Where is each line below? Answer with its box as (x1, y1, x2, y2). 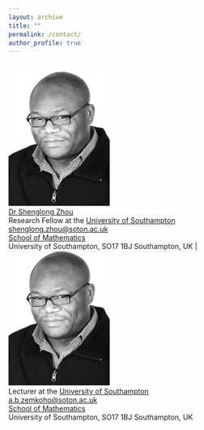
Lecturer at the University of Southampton (8, 386, 150, 397)
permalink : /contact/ (8, 30, 82, 38)
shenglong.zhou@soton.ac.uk (8, 224, 108, 234)
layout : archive (8, 13, 63, 21)
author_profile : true (8, 39, 82, 47)
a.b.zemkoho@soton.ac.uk (8, 395, 98, 405)
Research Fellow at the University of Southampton (8, 216, 176, 226)
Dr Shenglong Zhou (8, 207, 74, 217)
